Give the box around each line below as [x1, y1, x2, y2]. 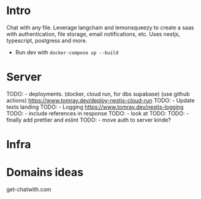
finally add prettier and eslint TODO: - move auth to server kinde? [6, 116, 172, 123]
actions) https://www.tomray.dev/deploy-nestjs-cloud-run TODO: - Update [6, 96, 195, 104]
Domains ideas [6, 165, 84, 179]
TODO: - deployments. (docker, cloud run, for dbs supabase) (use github [6, 90, 190, 98]
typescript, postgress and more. [6, 37, 88, 44]
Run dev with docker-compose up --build [15, 48, 119, 56]
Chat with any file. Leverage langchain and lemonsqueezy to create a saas [6, 24, 194, 31]
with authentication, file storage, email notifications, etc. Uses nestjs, [6, 30, 181, 37]
